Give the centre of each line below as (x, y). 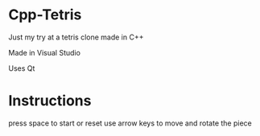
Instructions (50, 101)
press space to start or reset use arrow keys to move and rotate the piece (130, 123)
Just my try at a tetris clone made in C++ (76, 37)
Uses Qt (22, 68)
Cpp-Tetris (45, 15)
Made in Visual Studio (44, 52)
